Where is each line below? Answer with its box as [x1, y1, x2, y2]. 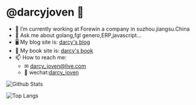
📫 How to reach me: [14, 53, 67, 61]
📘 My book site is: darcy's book [14, 47, 93, 54]
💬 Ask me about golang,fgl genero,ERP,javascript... [14, 31, 142, 38]
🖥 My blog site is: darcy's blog [14, 38, 90, 46]
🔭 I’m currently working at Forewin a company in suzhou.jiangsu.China [14, 25, 190, 32]
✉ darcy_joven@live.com [24, 62, 86, 70]
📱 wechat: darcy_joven [24, 68, 80, 76]
